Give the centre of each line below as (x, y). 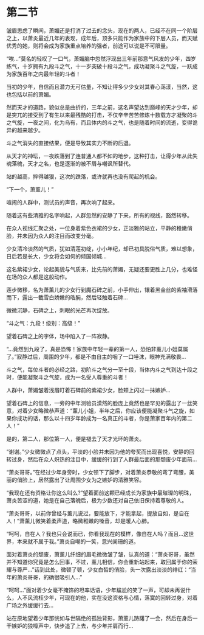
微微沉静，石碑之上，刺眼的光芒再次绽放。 (59, 310)
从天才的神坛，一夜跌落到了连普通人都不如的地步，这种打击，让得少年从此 (99, 156)
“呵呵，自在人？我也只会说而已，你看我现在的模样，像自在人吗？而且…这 (98, 533)
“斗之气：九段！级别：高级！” (43, 323)
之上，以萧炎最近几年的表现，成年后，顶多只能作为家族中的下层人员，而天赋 (102, 38)
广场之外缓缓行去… (30, 605)
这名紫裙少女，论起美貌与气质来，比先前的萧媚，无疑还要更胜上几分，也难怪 (102, 269)
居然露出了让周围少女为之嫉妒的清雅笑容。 (91, 480)
